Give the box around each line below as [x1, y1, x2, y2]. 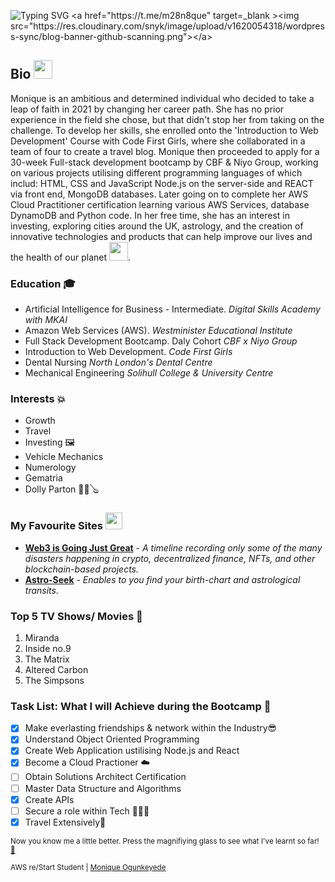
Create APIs [24, 793, 75, 805]
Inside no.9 [24, 643, 72, 654]
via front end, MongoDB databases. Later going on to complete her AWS [10, 188, 309, 200]
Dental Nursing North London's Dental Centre [24, 356, 213, 369]
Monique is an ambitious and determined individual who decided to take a [10, 92, 315, 104]
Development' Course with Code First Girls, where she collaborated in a [10, 135, 306, 147]
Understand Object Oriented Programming [24, 733, 200, 745]
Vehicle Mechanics [24, 451, 104, 463]
